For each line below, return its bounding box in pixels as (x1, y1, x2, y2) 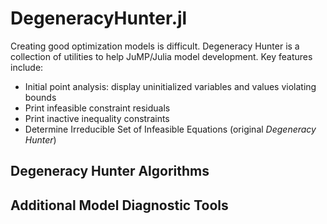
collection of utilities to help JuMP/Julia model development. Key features (10, 50, 313, 62)
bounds (24, 91, 57, 103)
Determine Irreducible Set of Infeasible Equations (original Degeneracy (24, 123, 317, 135)
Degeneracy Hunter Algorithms (10, 163, 210, 180)
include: (10, 61, 44, 73)
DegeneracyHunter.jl (10, 7, 188, 30)
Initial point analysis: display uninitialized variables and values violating (24, 80, 317, 92)
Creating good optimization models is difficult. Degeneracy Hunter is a (10, 40, 300, 52)
